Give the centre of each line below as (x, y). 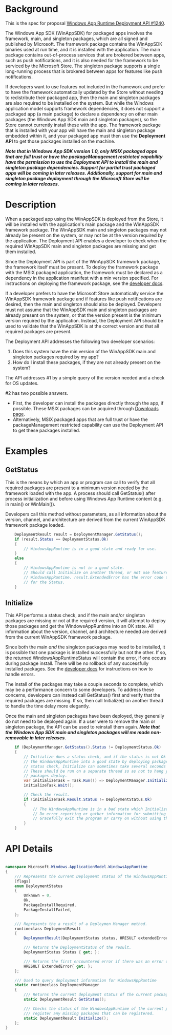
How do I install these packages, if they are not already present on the (87, 362)
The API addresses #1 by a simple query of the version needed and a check (85, 377)
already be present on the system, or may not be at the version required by (84, 235)
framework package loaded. (35, 525)
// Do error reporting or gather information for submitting (99, 814)
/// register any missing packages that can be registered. (89, 1013)
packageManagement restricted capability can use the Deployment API (88, 425)
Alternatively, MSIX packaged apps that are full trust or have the (80, 419)
